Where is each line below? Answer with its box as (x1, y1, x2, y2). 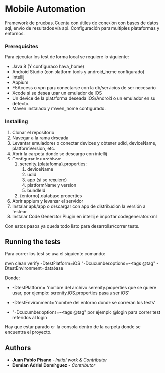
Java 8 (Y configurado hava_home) (12, 63, 84, 70)
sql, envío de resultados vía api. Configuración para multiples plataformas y (5, 25, 160, 31)
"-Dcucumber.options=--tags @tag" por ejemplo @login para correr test (12, 309, 160, 315)
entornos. (5, 30, 25, 36)
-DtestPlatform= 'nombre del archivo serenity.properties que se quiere (12, 285, 157, 291)
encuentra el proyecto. (5, 329, 52, 335)
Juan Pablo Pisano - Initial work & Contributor (12, 357, 107, 363)
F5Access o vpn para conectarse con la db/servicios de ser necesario (12, 85, 156, 91)
